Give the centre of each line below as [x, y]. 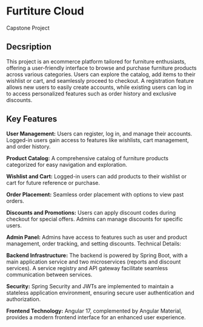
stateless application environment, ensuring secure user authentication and [100, 293]
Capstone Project [28, 28]
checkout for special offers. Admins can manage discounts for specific [95, 219]
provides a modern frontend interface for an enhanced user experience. [96, 317]
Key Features [32, 119]
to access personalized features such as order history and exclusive [92, 93]
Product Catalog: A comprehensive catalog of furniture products [87, 158]
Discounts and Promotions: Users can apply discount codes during [91, 212]
